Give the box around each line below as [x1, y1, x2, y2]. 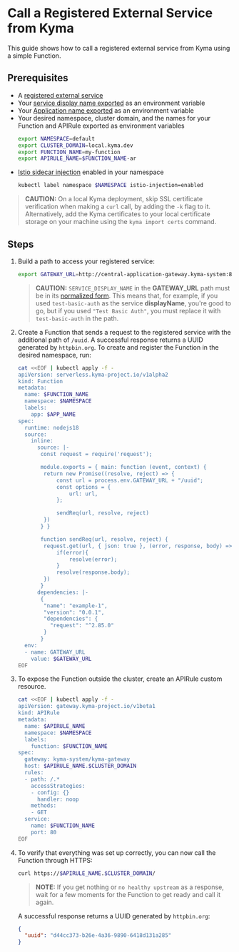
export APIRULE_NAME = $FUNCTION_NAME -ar [17, 155, 137, 162]
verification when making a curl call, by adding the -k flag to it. [24, 202, 211, 211]
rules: [24, 769, 44, 776]
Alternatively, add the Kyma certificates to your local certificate [24, 210, 210, 218]
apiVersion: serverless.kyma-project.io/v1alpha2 [17, 371, 169, 378]
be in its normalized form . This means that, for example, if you [35, 291, 218, 300]
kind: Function [17, 378, 63, 385]
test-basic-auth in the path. [35, 314, 119, 323]
